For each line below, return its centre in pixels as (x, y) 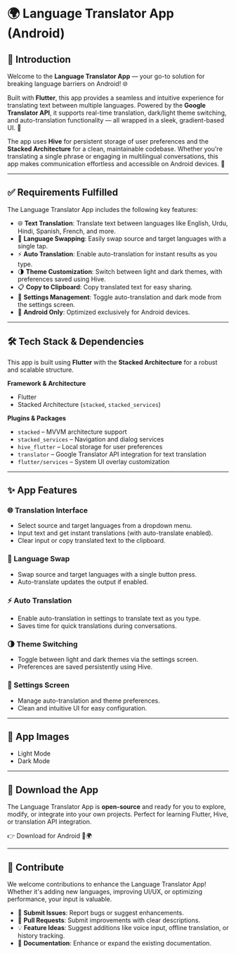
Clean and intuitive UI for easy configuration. (82, 708)
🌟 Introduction (39, 59)
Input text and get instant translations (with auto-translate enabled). (115, 533)
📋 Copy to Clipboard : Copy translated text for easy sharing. (105, 287)
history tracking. (41, 935)
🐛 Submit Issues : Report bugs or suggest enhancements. (100, 912)
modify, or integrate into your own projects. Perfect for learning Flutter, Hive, (118, 815)
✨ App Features (42, 490)
